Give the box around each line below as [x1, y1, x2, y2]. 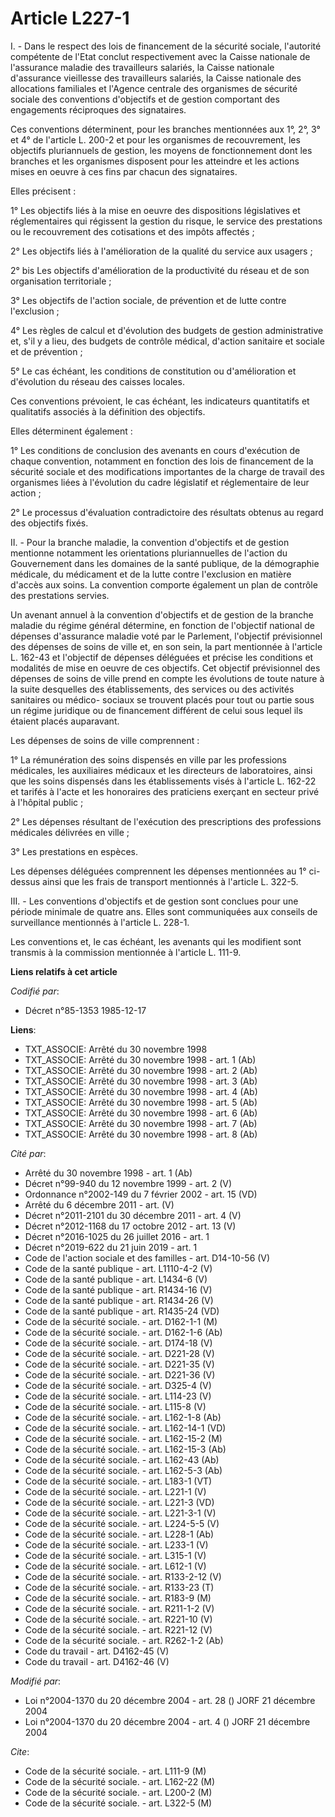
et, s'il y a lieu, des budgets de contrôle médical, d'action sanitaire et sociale [10, 335, 325, 347]
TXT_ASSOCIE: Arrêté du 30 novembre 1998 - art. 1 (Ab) [24, 1053, 257, 1066]
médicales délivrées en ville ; [10, 826, 130, 838]
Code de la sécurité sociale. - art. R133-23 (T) [24, 1581, 215, 1593]
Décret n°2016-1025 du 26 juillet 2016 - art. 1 [24, 1230, 210, 1242]
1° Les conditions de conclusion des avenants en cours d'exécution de [10, 444, 301, 456]
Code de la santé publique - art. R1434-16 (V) [24, 1283, 213, 1296]
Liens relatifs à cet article [10, 965, 118, 977]
